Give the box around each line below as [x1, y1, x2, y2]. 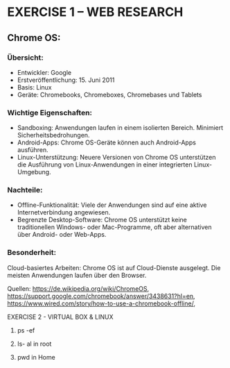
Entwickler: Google [17, 68, 71, 76]
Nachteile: [7, 185, 43, 195]
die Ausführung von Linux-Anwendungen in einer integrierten [17, 160, 193, 169]
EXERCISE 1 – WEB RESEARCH [7, 4, 184, 20]
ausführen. [17, 146, 48, 154]
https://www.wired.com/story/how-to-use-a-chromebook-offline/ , [7, 299, 196, 308]
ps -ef [17, 326, 35, 334]
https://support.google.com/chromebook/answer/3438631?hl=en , [7, 292, 195, 300]
